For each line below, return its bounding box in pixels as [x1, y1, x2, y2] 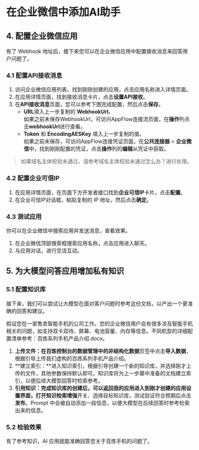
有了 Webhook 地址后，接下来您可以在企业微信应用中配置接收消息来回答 [6, 48, 183, 55]
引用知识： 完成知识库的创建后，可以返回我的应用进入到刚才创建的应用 [14, 384, 187, 391]
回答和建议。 [16, 307, 48, 314]
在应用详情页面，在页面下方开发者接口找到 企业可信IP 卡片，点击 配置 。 [14, 189, 186, 196]
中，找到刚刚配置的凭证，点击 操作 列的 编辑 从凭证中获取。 [28, 145, 169, 152]
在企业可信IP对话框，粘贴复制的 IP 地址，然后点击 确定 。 [14, 196, 152, 203]
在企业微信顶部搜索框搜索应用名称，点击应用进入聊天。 [14, 240, 150, 247]
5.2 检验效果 [6, 423, 41, 431]
